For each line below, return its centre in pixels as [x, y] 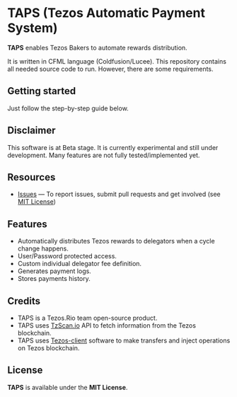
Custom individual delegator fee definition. [80, 264]
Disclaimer [31, 131]
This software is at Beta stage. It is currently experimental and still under [113, 147]
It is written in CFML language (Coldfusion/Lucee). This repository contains [117, 61]
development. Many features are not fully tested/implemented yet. [104, 155]
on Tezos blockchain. [48, 348]
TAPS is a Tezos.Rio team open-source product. [87, 318]
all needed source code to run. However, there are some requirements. [110, 69]
